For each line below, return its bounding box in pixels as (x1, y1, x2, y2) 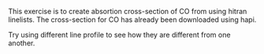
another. (8, 38, 35, 48)
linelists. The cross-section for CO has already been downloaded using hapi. (8, 15, 257, 24)
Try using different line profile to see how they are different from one (8, 31, 231, 39)
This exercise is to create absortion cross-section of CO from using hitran (8, 7, 247, 16)
